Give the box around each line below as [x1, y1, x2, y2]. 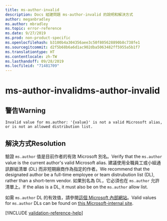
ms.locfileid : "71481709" [5, 63, 59, 68]
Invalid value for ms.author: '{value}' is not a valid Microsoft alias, [5, 120, 163, 125]
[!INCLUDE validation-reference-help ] [5, 209, 83, 216]
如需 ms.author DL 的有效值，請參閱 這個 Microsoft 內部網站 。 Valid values [5, 194, 156, 200]
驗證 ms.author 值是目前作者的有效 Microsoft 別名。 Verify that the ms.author [5, 153, 162, 159]
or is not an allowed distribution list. [5, 124, 93, 130]
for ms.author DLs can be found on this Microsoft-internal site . [5, 200, 134, 206]
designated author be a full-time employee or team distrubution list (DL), [5, 171, 155, 177]
